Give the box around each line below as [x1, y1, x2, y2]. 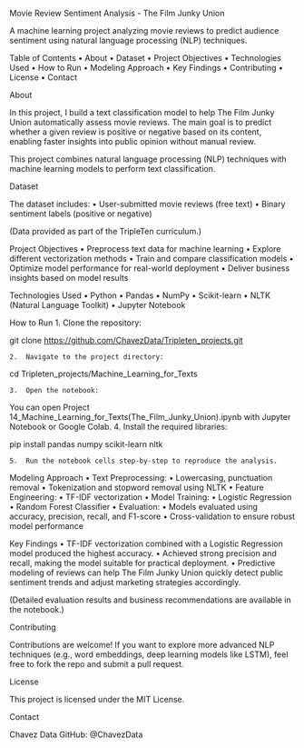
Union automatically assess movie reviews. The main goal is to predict [9, 117, 272, 127]
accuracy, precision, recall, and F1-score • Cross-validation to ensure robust [9, 511, 296, 522]
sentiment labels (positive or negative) [9, 208, 152, 219]
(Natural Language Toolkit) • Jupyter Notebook [9, 300, 186, 310]
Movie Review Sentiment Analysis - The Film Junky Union [9, 8, 225, 18]
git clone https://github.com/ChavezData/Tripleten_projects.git [9, 335, 243, 345]
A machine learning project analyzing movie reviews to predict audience [9, 25, 279, 35]
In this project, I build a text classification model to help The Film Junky [9, 107, 275, 117]
